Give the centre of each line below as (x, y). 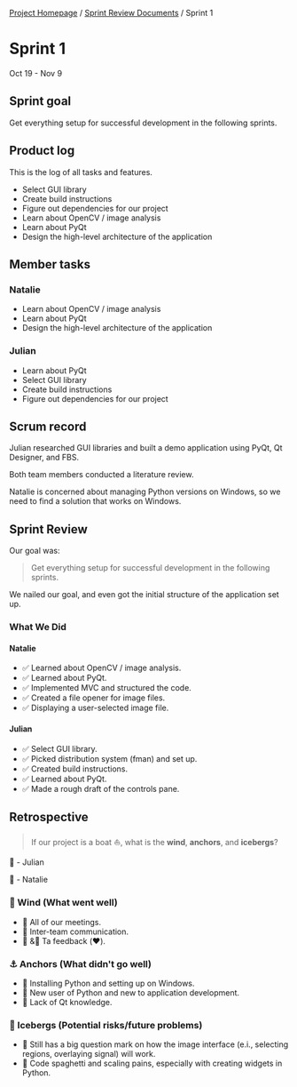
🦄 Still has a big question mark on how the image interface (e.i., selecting (155, 1044)
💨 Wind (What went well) (63, 903)
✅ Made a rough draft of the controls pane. (101, 788)
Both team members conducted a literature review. (102, 475)
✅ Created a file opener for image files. (94, 698)
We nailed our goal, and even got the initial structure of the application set (144, 595)
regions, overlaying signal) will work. (89, 1054)
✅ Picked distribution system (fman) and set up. (109, 758)
